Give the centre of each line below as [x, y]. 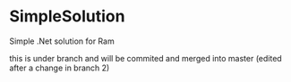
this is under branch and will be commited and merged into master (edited [145, 58]
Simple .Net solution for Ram [62, 41]
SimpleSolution [67, 16]
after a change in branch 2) [60, 68]
